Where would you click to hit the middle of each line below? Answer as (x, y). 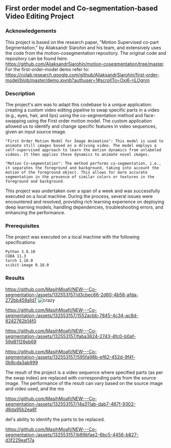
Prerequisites (22, 226)
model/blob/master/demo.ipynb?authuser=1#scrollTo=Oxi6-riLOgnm (78, 80)
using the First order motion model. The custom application (90, 121)
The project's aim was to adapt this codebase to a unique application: (79, 104)
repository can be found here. (37, 58)
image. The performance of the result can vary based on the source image (84, 383)
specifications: (21, 242)
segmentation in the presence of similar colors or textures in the (80, 177)
